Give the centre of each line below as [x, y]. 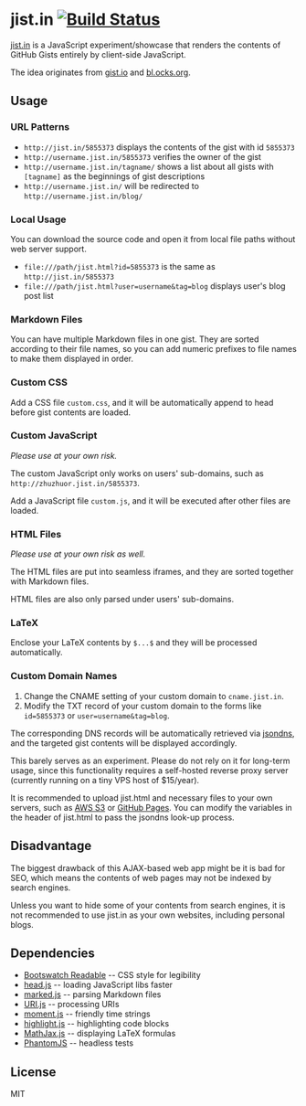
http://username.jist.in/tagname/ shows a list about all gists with [148, 166]
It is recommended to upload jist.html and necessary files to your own [142, 798]
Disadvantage [51, 846]
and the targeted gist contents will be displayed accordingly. [124, 743]
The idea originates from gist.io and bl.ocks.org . [100, 72]
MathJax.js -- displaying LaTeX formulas [100, 1034]
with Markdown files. [50, 581]
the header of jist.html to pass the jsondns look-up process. [123, 817]
